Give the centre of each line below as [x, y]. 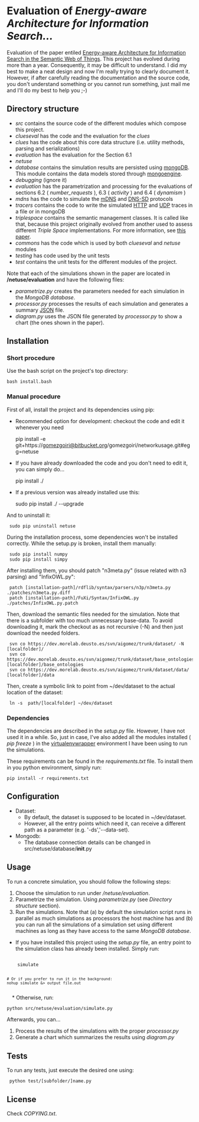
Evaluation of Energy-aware [77, 11]
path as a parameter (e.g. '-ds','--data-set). [76, 829]
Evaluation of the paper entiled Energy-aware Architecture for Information [96, 52]
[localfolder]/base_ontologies [45, 664]
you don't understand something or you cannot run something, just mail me [98, 84]
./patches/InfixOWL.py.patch [43, 603]
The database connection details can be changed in [87, 842]
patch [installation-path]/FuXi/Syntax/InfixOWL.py [74, 598]
